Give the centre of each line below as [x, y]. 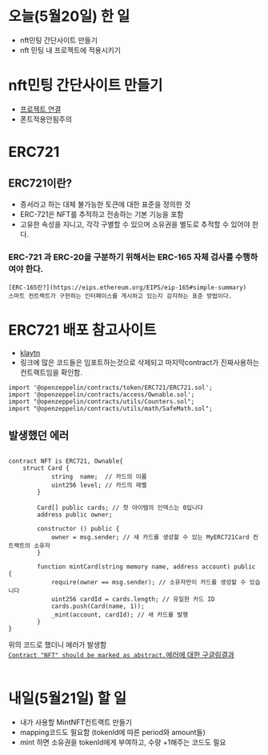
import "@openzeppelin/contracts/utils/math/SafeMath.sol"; [111, 409]
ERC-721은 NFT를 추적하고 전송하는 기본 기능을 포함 [102, 214]
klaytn [30, 353]
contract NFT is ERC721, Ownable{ [66, 461]
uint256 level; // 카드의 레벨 [99, 485]
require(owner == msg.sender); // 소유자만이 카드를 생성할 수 [148, 582]
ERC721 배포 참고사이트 [82, 330]
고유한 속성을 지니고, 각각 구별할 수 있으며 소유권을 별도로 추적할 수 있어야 [135, 224]
